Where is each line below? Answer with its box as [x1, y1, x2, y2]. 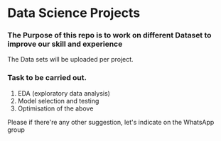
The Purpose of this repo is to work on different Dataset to [7, 30, 212, 40]
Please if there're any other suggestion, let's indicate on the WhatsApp [7, 118, 215, 126]
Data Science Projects [7, 5, 141, 21]
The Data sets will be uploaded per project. [7, 55, 134, 64]
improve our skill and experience [7, 39, 123, 49]
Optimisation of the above [17, 104, 94, 113]
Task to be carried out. [7, 73, 87, 83]
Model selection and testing [17, 96, 99, 105]
